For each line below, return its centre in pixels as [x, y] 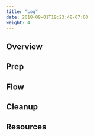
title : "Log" [22, 12]
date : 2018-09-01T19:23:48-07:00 [47, 17]
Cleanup [22, 107]
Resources [26, 127]
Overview [25, 46]
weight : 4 [18, 22]
